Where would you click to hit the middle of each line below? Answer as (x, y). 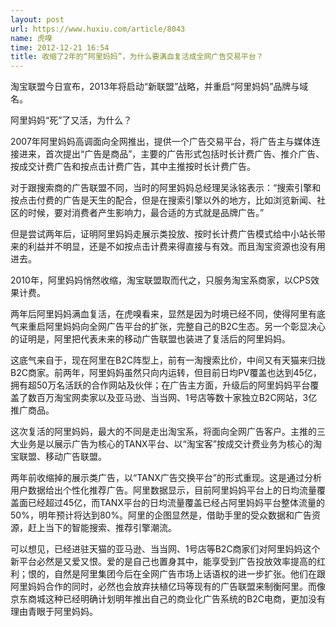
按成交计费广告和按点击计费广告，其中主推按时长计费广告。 (133, 167)
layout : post (37, 19)
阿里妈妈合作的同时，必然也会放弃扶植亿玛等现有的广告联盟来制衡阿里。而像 (168, 587)
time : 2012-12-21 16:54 (60, 47)
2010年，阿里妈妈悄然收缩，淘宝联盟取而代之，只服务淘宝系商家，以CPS (161, 280)
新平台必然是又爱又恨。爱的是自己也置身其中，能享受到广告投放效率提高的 (163, 562)
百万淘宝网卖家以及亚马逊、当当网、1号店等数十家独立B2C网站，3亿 (177, 398)
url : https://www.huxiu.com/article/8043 (98, 29)
